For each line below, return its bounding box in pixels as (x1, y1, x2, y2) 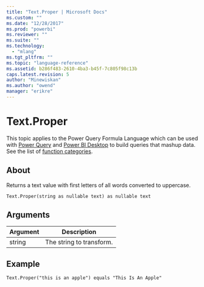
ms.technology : (6, 43, 45, 49)
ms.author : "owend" (6, 83, 56, 89)
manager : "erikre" (6, 88, 53, 94)
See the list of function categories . (6, 147, 93, 155)
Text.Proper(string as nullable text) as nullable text (6, 193, 151, 199)
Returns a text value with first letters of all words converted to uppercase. (6, 181, 191, 189)
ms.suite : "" (6, 37, 40, 43)
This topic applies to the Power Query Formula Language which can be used (6, 135, 199, 142)
